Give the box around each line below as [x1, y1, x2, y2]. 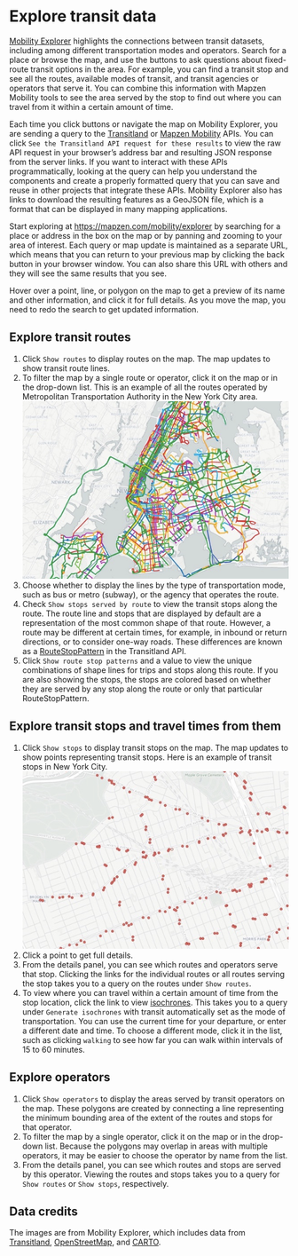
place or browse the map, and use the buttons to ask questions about [9, 54, 263, 65]
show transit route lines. [21, 362, 111, 374]
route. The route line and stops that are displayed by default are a [21, 608, 262, 619]
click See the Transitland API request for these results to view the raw [9, 138, 282, 148]
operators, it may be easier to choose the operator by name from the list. [21, 1149, 288, 1160]
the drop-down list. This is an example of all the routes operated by [21, 382, 268, 392]
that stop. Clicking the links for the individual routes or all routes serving [21, 968, 286, 979]
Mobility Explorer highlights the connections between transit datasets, [9, 36, 265, 46]
